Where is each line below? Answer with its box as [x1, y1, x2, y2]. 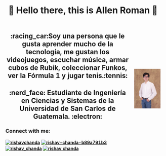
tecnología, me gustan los [25, 48, 110, 56]
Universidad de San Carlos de [19, 104, 116, 113]
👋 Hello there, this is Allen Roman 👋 [8, 5, 158, 16]
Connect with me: [5, 128, 50, 135]
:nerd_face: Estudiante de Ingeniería [9, 89, 126, 97]
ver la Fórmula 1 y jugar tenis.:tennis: [8, 71, 128, 80]
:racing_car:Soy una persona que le [10, 31, 125, 40]
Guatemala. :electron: [33, 112, 103, 121]
